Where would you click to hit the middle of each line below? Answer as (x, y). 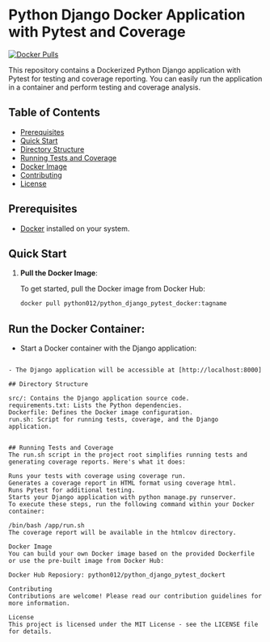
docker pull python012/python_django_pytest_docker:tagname (123, 304)
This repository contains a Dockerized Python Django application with (124, 69)
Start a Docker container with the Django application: (108, 348)
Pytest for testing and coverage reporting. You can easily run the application (135, 78)
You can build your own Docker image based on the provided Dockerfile (131, 554)
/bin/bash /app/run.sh (46, 526)
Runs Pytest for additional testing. (72, 490)
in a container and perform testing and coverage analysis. (104, 87)
